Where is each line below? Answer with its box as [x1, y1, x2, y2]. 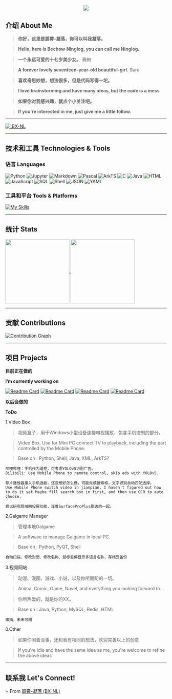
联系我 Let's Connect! [5, 673, 75, 682]
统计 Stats [5, 225, 38, 234]
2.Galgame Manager [5, 513, 49, 519]
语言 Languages [5, 161, 46, 168]
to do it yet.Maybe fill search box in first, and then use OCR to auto [5, 490, 164, 495]
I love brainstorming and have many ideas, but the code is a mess [17, 88, 160, 93]
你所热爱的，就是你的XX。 [17, 596, 74, 603]
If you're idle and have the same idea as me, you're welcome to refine [17, 647, 165, 653]
